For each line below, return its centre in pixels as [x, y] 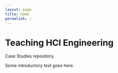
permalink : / [18, 18]
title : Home [17, 14]
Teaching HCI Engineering [59, 43]
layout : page [18, 9]
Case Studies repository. [30, 56]
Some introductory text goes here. [40, 66]
